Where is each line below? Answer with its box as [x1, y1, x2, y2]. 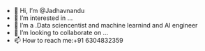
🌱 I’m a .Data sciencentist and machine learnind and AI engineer [13, 21, 198, 29]
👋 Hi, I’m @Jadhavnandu [13, 7, 85, 14]
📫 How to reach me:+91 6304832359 [13, 37, 123, 44]
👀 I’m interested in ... [13, 14, 73, 22]
